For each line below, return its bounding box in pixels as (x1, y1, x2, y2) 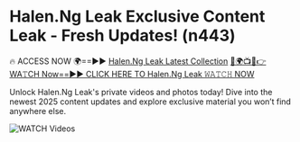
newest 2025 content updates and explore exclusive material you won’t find (9, 96, 292, 107)
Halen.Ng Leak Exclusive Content (9, 6, 266, 27)
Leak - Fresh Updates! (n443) (9, 25, 237, 46)
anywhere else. (9, 105, 66, 116)
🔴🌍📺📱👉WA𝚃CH (230, 56, 267, 67)
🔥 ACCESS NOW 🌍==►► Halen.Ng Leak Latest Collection (9, 56, 229, 67)
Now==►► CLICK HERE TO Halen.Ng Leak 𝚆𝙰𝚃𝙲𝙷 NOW (42, 68, 255, 79)
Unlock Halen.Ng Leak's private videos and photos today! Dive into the (9, 86, 273, 97)
